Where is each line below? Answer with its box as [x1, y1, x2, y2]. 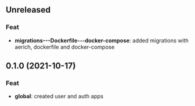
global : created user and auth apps [14, 93, 104, 100]
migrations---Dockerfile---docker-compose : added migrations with [14, 36, 189, 44]
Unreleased [6, 5, 51, 15]
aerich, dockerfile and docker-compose [14, 43, 115, 50]
